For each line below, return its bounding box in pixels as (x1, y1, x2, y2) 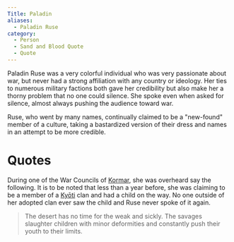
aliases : (7, 17, 33, 24)
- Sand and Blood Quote (13, 43, 83, 50)
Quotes (7, 152, 52, 169)
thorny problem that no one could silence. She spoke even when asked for (7, 91, 224, 99)
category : (7, 30, 37, 37)
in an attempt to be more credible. (7, 128, 106, 136)
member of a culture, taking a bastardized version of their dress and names (7, 120, 228, 128)
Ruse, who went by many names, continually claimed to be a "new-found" (7, 112, 223, 121)
